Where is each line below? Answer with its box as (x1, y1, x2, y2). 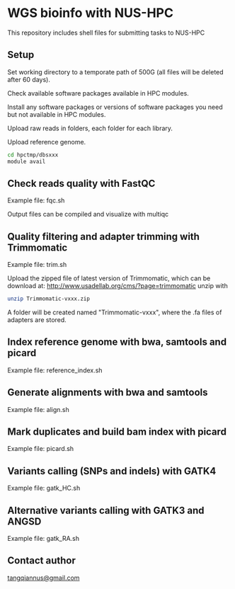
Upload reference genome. (7, 137, 86, 146)
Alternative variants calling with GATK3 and (7, 504, 205, 516)
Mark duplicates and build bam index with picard (7, 426, 227, 438)
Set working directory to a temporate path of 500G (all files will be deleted (7, 67, 224, 76)
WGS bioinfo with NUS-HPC (7, 5, 173, 21)
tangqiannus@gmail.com (7, 573, 80, 582)
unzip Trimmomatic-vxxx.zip (7, 295, 91, 302)
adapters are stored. (7, 316, 67, 324)
